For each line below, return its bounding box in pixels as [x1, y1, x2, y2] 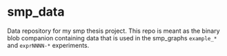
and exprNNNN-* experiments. [7, 41, 90, 49]
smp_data [7, 4, 65, 20]
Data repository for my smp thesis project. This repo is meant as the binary [7, 27, 220, 35]
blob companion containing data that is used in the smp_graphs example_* [7, 33, 217, 42]
